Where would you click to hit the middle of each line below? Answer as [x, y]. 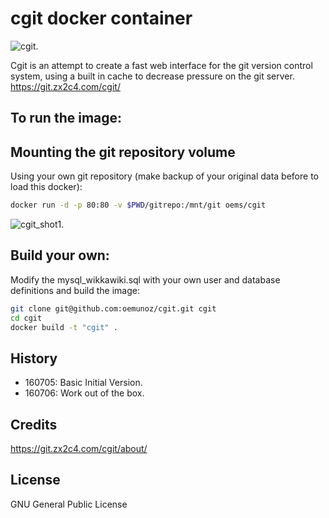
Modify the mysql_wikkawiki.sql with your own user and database [145, 279]
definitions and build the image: [75, 290]
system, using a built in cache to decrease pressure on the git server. [152, 76]
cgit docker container [101, 18]
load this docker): [46, 187]
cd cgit [26, 318]
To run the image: [66, 118]
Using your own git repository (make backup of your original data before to [164, 176]
